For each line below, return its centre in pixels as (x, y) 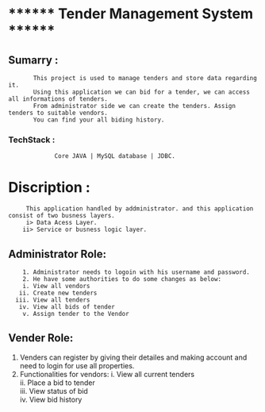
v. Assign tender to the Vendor (76, 314)
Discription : (50, 188)
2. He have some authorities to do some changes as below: (122, 279)
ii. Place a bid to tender (57, 383)
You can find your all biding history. (99, 120)
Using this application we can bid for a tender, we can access (141, 92)
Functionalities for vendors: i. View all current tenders (107, 374)
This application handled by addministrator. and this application (140, 209)
